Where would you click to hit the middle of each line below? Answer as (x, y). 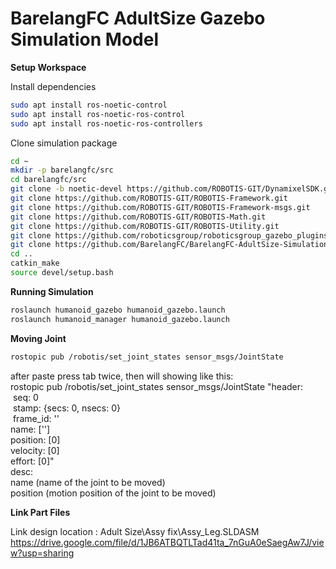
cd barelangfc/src (48, 180)
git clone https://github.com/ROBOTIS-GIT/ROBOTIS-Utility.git (145, 226)
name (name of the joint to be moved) (88, 482)
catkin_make (35, 263)
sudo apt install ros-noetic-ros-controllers (106, 123)
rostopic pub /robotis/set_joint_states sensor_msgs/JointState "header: (157, 386)
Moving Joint (38, 338)
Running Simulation (52, 291)
